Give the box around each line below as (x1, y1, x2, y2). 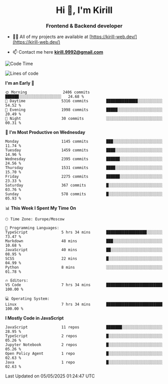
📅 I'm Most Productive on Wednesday (5, 129, 85, 135)
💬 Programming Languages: (5, 226, 59, 231)
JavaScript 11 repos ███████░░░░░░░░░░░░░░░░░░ (5, 325, 163, 330)
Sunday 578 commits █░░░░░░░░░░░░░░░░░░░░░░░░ (5, 191, 163, 197)
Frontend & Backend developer (46, 23, 123, 30)
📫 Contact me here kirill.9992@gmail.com (12, 49, 104, 55)
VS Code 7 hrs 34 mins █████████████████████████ (5, 283, 163, 288)
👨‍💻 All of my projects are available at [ (12, 34, 91, 40)
